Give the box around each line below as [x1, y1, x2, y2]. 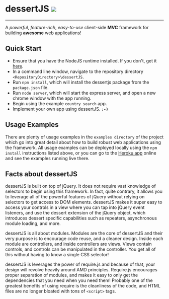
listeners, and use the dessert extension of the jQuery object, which [5, 210, 146, 216]
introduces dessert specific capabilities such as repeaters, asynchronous [5, 215, 157, 221]
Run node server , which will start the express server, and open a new [12, 90, 156, 96]
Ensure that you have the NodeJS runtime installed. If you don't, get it [12, 57, 157, 63]
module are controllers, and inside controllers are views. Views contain [5, 241, 152, 247]
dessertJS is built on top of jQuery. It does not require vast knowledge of [5, 183, 156, 189]
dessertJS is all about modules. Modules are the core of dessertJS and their [5, 230, 163, 237]
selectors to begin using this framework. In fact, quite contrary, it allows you [5, 188, 162, 194]
